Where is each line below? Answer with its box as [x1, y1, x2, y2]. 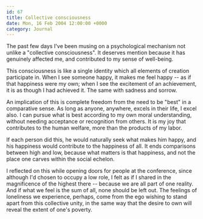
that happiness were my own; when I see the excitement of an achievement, [6, 80, 197, 88]
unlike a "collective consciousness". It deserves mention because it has [6, 49, 185, 57]
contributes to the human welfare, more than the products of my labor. [6, 124, 182, 131]
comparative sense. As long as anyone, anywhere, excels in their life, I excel [6, 105, 197, 113]
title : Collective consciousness [6, 15, 91, 21]
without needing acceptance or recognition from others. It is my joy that [6, 118, 187, 125]
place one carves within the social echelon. [6, 156, 115, 163]
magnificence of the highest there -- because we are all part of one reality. [6, 180, 193, 187]
